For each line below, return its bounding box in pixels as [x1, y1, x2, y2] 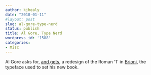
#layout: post [5, 17, 35, 22]
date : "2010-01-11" [5, 12, 47, 17]
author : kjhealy [5, 7, 40, 13]
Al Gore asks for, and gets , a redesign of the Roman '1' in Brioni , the [5, 58, 146, 64]
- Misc [5, 45, 19, 50]
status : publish [5, 26, 40, 31]
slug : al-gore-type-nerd [5, 21, 58, 27]
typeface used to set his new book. [5, 64, 79, 70]
